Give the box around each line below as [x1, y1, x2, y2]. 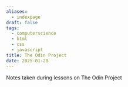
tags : [6, 25, 19, 31]
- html [11, 36, 28, 42]
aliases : [6, 8, 28, 15]
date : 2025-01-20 [6, 58, 49, 63]
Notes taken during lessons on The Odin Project [6, 74, 122, 81]
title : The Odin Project [6, 52, 67, 58]
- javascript [11, 47, 43, 53]
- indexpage [11, 14, 41, 20]
